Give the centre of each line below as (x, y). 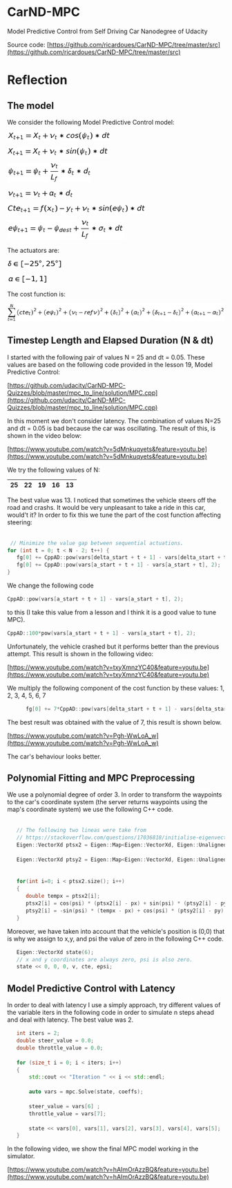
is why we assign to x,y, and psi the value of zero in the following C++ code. (115, 939)
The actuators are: (33, 250)
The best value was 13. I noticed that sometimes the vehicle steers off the (112, 500)
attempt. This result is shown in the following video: (80, 654)
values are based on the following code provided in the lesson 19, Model (110, 364)
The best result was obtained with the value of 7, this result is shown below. (115, 722)
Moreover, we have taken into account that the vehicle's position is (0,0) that (116, 931)
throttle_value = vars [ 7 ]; (68, 1114)
